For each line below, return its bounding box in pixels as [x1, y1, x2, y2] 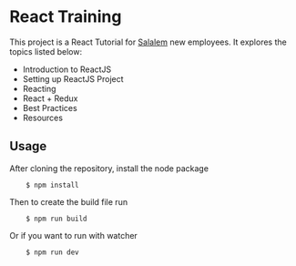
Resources [22, 112, 64, 123]
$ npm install [26, 180, 79, 189]
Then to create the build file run [9, 196, 128, 207]
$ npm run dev [26, 248, 79, 257]
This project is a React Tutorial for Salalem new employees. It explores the [9, 36, 287, 47]
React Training [9, 6, 122, 27]
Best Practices [22, 102, 77, 113]
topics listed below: [9, 46, 83, 56]
